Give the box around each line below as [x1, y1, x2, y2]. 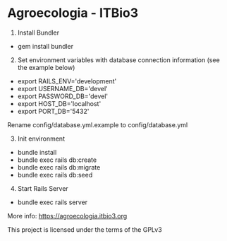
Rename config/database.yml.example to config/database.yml [7, 120, 188, 129]
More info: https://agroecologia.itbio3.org [7, 211, 128, 220]
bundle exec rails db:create [17, 155, 97, 164]
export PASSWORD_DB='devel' [17, 92, 109, 100]
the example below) [17, 63, 75, 71]
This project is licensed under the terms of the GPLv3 [7, 225, 162, 234]
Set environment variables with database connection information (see [17, 55, 220, 64]
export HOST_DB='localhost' [17, 99, 102, 107]
